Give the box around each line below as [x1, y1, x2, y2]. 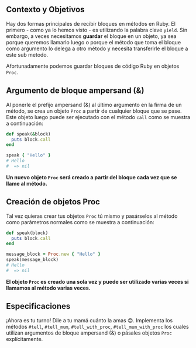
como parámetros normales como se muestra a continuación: [6, 218, 154, 225]
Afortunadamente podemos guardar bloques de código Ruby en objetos [6, 62, 180, 69]
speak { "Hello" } [6, 152, 51, 158]
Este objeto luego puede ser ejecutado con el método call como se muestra [6, 113, 191, 120]
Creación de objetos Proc [6, 197, 101, 207]
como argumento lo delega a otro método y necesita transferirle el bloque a [6, 45, 188, 52]
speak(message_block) [6, 257, 59, 263]
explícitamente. [6, 335, 43, 342]
